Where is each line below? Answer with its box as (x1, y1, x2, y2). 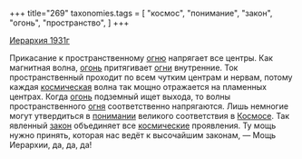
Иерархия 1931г (9, 35, 70, 45)
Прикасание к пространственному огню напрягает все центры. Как (9, 53, 274, 63)
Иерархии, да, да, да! (9, 140, 93, 150)
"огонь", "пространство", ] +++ (9, 17, 130, 28)
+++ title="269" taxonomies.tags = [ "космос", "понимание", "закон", (9, 8, 273, 18)
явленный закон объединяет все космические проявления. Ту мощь (9, 120, 277, 131)
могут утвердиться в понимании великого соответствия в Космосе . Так (9, 111, 290, 121)
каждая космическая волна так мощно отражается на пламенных (9, 82, 268, 92)
